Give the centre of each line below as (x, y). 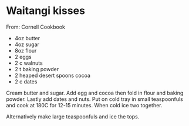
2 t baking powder (37, 69)
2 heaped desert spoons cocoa (53, 75)
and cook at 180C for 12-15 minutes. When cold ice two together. (84, 105)
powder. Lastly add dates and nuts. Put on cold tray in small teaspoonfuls (95, 99)
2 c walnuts (28, 63)
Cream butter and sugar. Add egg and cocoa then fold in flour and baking (95, 93)
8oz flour (26, 50)
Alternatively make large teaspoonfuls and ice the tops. (73, 116)
